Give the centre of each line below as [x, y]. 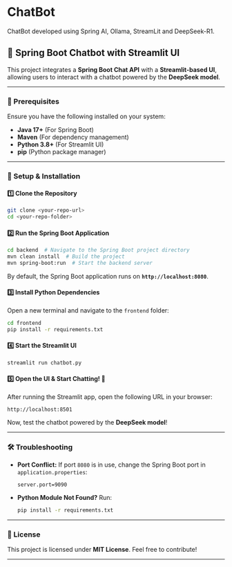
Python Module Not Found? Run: [65, 498]
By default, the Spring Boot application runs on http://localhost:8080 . [108, 276]
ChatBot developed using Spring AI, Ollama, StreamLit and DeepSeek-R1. [111, 31]
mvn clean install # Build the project [66, 257]
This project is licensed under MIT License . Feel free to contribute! [102, 550]
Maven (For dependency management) [73, 137]
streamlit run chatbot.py [44, 363]
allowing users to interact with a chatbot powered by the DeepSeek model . [114, 77]
